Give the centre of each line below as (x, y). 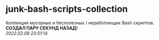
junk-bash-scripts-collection (67, 9)
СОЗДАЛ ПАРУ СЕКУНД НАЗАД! (42, 28)
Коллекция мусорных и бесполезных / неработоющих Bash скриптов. (80, 23)
